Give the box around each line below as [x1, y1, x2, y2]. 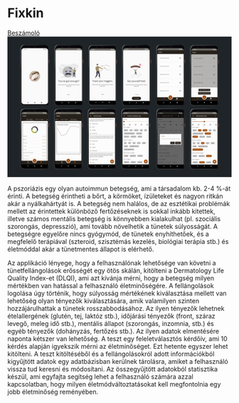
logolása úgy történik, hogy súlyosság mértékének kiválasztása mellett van [7, 289, 227, 297]
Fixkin [7, 5, 44, 21]
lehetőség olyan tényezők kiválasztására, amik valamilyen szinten [7, 296, 200, 305]
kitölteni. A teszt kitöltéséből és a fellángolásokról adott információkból [7, 350, 215, 358]
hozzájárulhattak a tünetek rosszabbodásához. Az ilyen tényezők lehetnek [7, 304, 225, 312]
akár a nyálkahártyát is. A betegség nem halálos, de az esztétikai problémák [7, 199, 230, 208]
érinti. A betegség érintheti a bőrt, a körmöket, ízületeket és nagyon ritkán [7, 191, 223, 200]
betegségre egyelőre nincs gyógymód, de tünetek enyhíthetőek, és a [7, 230, 210, 238]
